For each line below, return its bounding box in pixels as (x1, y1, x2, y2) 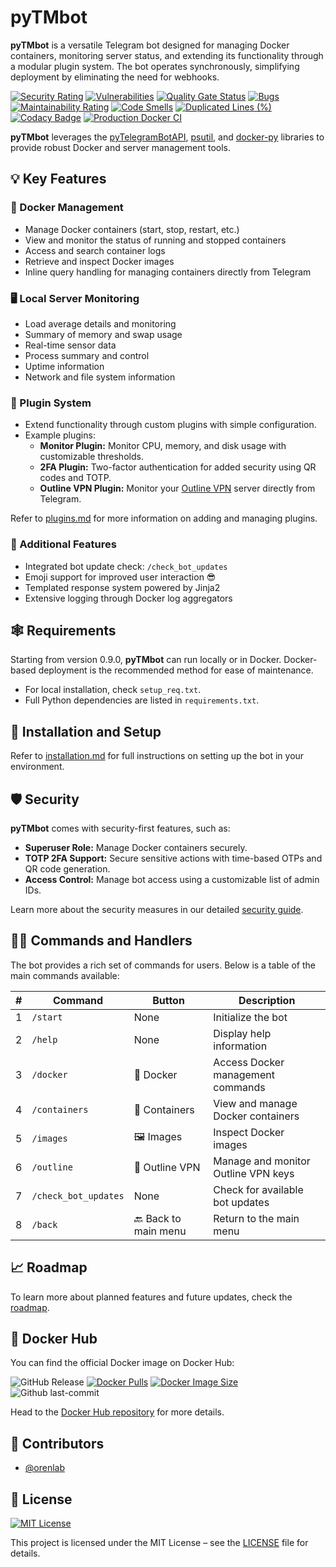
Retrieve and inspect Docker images (24, 255, 175, 267)
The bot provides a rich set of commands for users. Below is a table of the (10, 959, 317, 971)
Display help (213, 1026, 272, 1040)
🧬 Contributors (10, 1435, 105, 1452)
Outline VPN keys (213, 1166, 295, 1180)
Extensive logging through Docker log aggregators (24, 592, 233, 604)
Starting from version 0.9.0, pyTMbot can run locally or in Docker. (10, 654, 282, 666)
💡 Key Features (10, 171, 107, 188)
